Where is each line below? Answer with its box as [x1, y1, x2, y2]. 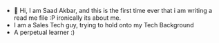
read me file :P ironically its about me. [13, 14, 122, 22]
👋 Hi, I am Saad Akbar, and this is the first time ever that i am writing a [13, 7, 213, 14]
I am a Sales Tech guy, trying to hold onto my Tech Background [13, 21, 195, 29]
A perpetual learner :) [13, 28, 75, 36]
